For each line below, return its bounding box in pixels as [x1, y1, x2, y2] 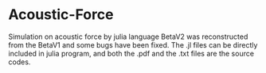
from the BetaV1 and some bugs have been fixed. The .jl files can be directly [8, 40, 258, 49]
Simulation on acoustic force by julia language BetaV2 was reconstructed [8, 32, 248, 41]
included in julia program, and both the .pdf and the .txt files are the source [8, 48, 255, 58]
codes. [8, 57, 31, 67]
